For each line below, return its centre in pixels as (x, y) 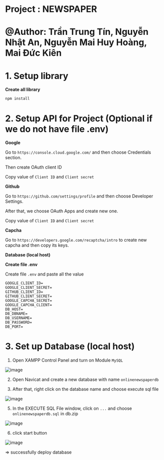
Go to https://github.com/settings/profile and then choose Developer (79, 196)
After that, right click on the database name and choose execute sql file (85, 389)
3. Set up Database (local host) (70, 346)
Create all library (23, 90)
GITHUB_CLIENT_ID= (24, 292)
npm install (17, 99)
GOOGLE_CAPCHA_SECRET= (29, 301)
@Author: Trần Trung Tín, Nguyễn (77, 32)
